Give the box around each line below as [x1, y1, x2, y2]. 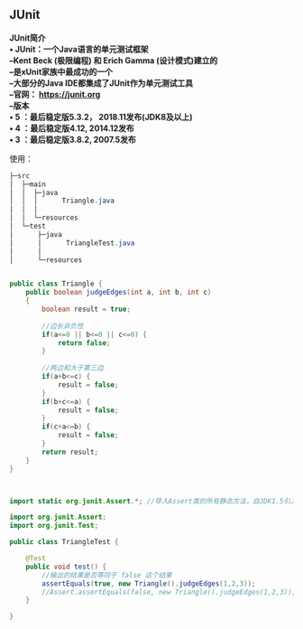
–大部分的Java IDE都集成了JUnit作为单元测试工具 [9, 77, 194, 89]
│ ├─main [9, 180, 47, 189]
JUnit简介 [9, 32, 47, 43]
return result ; [41, 447, 99, 456]
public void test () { [25, 562, 106, 571]
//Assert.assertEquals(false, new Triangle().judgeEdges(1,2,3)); [41, 587, 297, 596]
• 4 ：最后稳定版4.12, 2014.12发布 [9, 122, 135, 134]
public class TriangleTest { [9, 538, 119, 547]
